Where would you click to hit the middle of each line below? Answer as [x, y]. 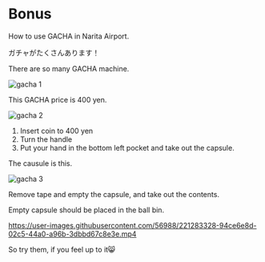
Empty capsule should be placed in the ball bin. [86, 210]
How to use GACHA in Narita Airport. [69, 36]
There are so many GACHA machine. [69, 68]
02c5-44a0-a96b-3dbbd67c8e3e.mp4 [72, 234]
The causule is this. [40, 163]
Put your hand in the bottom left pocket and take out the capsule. [127, 147]
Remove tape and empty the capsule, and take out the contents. [114, 194]
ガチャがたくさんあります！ [54, 52]
